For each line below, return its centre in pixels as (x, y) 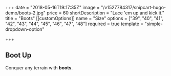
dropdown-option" (25, 29)
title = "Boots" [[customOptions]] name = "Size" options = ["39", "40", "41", (84, 18)
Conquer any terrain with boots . (39, 68)
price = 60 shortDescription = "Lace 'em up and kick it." (106, 13)
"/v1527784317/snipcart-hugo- (133, 7)
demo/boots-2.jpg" (26, 13)
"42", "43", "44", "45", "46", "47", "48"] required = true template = (74, 24)
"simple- (154, 24)
